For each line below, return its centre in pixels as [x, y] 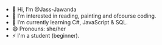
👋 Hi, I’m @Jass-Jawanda [44, 9]
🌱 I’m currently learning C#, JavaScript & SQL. [70, 22]
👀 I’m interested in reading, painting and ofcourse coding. [84, 16]
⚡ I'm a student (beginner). [46, 36]
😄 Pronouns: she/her [39, 29]
